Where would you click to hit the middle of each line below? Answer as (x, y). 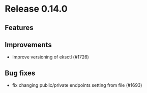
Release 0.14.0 (36, 9)
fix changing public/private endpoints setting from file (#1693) (77, 85)
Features (19, 28)
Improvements (28, 44)
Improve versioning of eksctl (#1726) (51, 57)
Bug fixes (20, 73)
